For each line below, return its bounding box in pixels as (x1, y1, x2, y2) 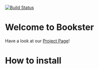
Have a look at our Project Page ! (5, 38, 70, 44)
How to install (5, 55, 62, 66)
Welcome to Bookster (5, 22, 94, 33)
